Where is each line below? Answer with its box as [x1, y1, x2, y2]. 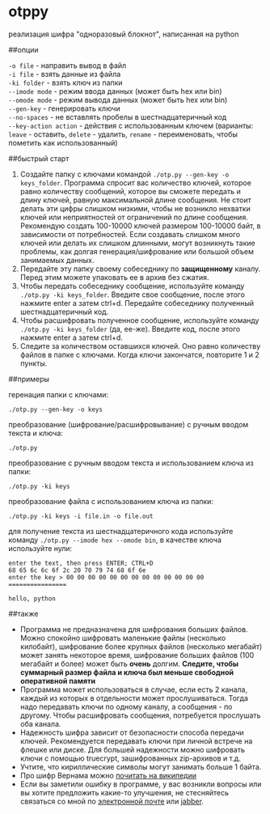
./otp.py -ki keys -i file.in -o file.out [8, 512, 154, 520]
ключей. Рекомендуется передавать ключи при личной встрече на [19, 736, 253, 746]
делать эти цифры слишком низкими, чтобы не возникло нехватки [19, 203, 251, 213]
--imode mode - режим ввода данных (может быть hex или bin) [8, 86, 222, 95]
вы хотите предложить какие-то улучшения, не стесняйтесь [19, 787, 229, 797]
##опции [8, 45, 39, 54]
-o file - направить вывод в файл [8, 60, 127, 70]
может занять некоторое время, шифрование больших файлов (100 [19, 650, 255, 659]
